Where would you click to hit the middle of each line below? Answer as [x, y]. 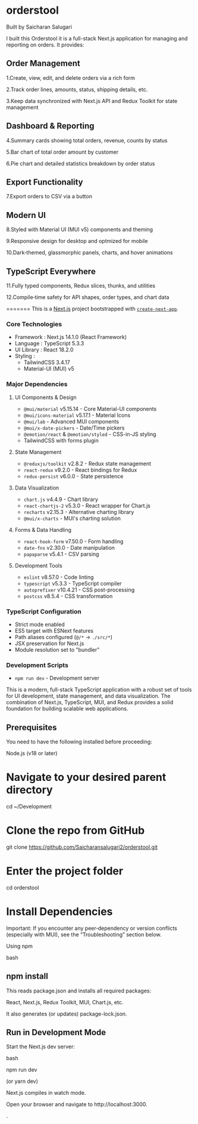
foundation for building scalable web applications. [67, 709]
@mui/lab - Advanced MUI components [71, 421]
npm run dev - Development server [57, 678]
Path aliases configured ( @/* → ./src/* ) [64, 637]
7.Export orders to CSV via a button [49, 197]
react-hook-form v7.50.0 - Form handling [73, 541]
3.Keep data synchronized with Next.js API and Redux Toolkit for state [92, 101]
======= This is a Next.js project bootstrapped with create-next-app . [92, 309]
